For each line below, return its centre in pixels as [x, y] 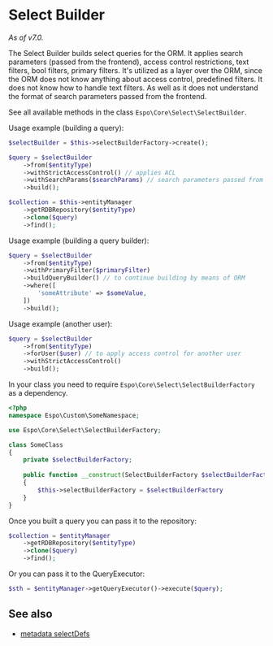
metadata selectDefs [55, 633]
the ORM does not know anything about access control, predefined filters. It [135, 79]
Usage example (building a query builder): [79, 241]
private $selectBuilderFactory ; [78, 460]
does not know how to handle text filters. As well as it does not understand [133, 88]
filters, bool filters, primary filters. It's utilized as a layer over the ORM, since [135, 70]
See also [30, 614]
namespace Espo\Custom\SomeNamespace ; [74, 415]
